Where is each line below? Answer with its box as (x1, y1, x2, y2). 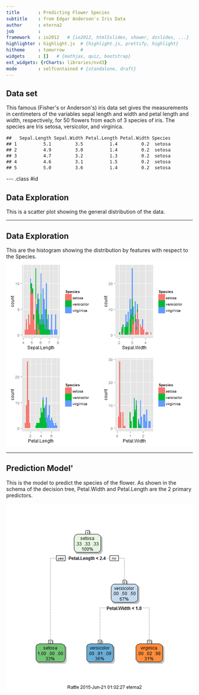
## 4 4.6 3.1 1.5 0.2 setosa (6, 159, 171, 165)
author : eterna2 (6, 22, 62, 28)
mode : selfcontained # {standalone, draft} (6, 66, 136, 72)
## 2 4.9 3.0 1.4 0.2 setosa (6, 147, 171, 153)
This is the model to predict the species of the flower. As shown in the (6, 479, 176, 486)
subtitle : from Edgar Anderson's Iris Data (6, 15, 126, 22)
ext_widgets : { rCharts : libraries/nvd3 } (6, 59, 108, 65)
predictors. (6, 492, 33, 499)
